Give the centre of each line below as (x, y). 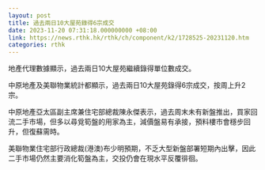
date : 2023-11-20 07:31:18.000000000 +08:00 (83, 30)
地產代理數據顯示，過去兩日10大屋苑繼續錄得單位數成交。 (102, 69)
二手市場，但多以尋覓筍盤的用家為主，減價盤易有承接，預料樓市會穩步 (129, 122)
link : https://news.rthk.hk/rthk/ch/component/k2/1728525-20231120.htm (129, 38)
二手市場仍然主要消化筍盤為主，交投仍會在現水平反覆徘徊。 (105, 158)
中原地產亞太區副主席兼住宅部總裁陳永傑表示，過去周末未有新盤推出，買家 (129, 112)
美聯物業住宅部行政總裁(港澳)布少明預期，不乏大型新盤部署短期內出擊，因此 (132, 149)
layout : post (30, 15)
